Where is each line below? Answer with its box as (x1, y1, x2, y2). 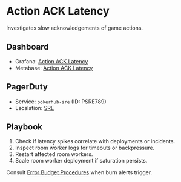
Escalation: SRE (15, 104, 54, 111)
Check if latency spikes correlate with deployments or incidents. (15, 138, 176, 145)
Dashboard (6, 42, 49, 52)
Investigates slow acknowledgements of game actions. (6, 24, 143, 31)
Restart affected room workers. (15, 151, 93, 158)
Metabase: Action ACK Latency (15, 64, 93, 71)
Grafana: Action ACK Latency (15, 57, 88, 65)
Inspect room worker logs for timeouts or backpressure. (15, 144, 155, 152)
